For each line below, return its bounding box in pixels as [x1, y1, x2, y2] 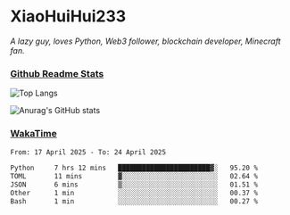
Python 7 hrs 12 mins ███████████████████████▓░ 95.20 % [10, 163, 258, 173]
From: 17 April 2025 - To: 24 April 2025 [10, 147, 167, 157]
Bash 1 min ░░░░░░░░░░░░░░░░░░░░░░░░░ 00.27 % [10, 196, 258, 206]
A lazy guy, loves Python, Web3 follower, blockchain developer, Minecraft [10, 36, 281, 46]
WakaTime [10, 128, 57, 140]
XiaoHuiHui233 [10, 6, 127, 27]
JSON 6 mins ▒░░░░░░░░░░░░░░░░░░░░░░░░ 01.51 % [10, 180, 258, 189]
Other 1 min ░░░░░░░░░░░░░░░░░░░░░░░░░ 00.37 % [10, 189, 258, 198]
